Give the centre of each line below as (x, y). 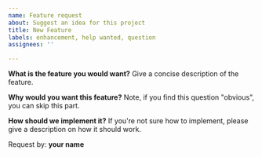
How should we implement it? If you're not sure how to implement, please (128, 121)
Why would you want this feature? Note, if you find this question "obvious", (131, 97)
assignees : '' (31, 45)
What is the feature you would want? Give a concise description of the (124, 74)
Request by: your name (46, 144)
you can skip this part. (44, 106)
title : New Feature (40, 30)
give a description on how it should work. (75, 130)
